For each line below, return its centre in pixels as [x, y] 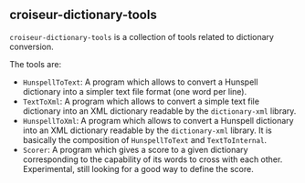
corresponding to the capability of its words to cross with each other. [152, 159]
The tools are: [36, 64]
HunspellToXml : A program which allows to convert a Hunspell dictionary [158, 120]
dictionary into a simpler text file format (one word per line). [135, 91]
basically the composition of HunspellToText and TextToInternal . [145, 139]
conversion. [32, 46]
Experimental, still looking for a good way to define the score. [138, 168]
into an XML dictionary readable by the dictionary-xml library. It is [147, 130]
